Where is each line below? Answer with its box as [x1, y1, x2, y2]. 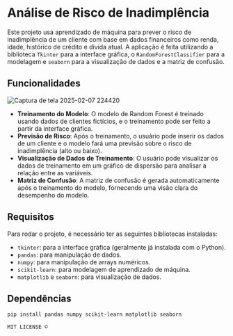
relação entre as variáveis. [17, 168, 93, 177]
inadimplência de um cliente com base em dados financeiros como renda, [7, 35, 219, 43]
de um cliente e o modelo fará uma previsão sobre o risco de [17, 139, 192, 147]
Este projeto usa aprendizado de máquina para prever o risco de [7, 28, 192, 36]
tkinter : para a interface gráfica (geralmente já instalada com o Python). [17, 243, 226, 251]
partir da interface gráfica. [17, 124, 93, 133]
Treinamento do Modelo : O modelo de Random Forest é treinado [17, 109, 204, 118]
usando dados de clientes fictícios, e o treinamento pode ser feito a [17, 117, 211, 125]
